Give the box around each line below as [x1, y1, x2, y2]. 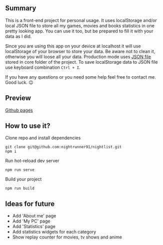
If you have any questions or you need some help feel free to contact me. [5, 74, 156, 80]
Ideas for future [5, 199, 55, 208]
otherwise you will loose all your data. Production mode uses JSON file [5, 54, 151, 60]
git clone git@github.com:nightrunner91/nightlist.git [5, 145, 122, 150]
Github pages [5, 107, 33, 113]
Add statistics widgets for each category [12, 229, 96, 235]
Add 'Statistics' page [12, 223, 56, 229]
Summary [5, 4, 36, 13]
